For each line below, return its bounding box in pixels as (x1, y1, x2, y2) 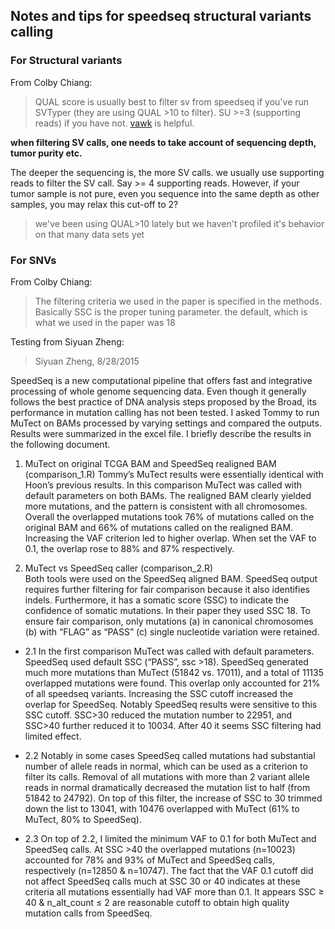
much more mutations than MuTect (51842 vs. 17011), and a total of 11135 (24, 666, 325, 678)
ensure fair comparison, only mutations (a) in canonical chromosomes (24, 615, 314, 627)
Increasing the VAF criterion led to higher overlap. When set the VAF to (24, 532, 317, 544)
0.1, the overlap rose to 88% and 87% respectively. (24, 542, 235, 554)
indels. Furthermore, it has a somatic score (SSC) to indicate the (24, 594, 290, 606)
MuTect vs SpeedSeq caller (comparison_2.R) (24, 562, 214, 574)
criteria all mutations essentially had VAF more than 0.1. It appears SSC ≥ (24, 885, 325, 898)
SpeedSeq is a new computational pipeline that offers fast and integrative (10, 374, 313, 386)
